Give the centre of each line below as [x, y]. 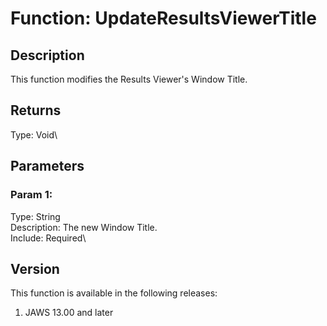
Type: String [35, 216]
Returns [36, 110]
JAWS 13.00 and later [69, 313]
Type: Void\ [34, 134]
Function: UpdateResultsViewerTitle [163, 18]
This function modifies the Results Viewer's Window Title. [129, 79]
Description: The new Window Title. [84, 227]
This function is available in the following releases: [114, 293]
